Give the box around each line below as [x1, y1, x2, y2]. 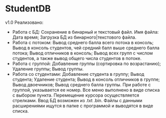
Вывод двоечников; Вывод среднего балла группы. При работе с [12, 81, 151, 87]
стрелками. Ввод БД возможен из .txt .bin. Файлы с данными [12, 97, 143, 103]
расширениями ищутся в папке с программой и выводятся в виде [12, 103, 154, 109]
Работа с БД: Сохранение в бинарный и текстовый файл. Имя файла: [12, 29, 159, 35]
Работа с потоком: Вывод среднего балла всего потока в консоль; [12, 39, 154, 45]
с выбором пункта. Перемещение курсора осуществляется [12, 92, 140, 98]
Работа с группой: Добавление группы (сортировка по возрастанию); [12, 60, 161, 66]
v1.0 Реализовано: [5, 19, 44, 25]
